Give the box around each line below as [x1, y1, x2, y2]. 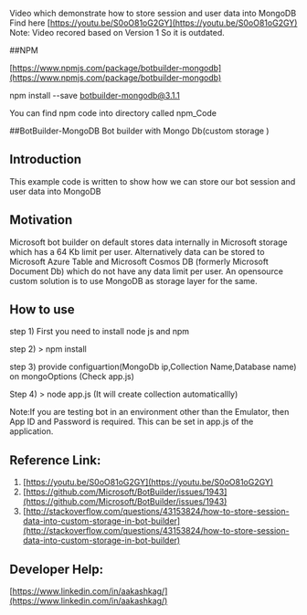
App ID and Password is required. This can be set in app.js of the [9, 416, 254, 428]
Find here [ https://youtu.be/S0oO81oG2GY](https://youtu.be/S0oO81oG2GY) [9, 17, 298, 28]
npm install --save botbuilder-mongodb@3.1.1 [9, 90, 180, 101]
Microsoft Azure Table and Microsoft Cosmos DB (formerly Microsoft [9, 256, 270, 267]
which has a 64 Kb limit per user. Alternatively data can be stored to [9, 246, 265, 257]
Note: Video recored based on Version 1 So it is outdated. [9, 27, 226, 37]
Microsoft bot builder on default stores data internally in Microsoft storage [9, 237, 288, 248]
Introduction [9, 152, 82, 167]
